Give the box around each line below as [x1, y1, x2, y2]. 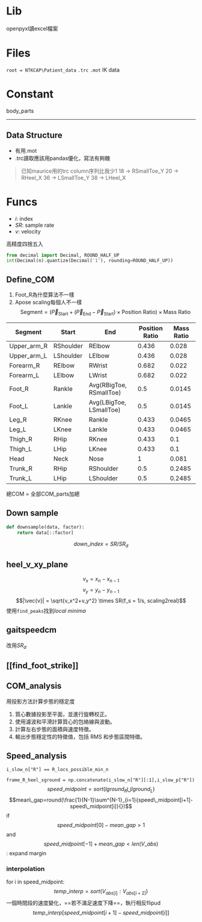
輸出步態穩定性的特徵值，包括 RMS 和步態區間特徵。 [14, 733, 146, 740]
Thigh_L [9, 444, 32, 453]
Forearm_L [9, 371, 40, 380]
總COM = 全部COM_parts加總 [6, 490, 80, 497]
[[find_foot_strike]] [6, 660, 79, 671]
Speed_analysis [6, 751, 67, 761]
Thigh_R [9, 435, 33, 443]
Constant [6, 87, 54, 101]
